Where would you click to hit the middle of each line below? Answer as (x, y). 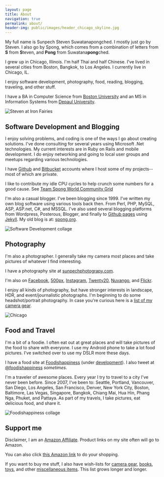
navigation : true (23, 19)
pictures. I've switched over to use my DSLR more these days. (68, 353)
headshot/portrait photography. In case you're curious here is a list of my (79, 300)
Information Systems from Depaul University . (50, 102)
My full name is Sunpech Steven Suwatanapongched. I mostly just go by (78, 42)
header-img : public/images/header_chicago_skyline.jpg (62, 28)
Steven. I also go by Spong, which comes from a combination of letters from (82, 47)
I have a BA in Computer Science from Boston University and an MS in (76, 97)
